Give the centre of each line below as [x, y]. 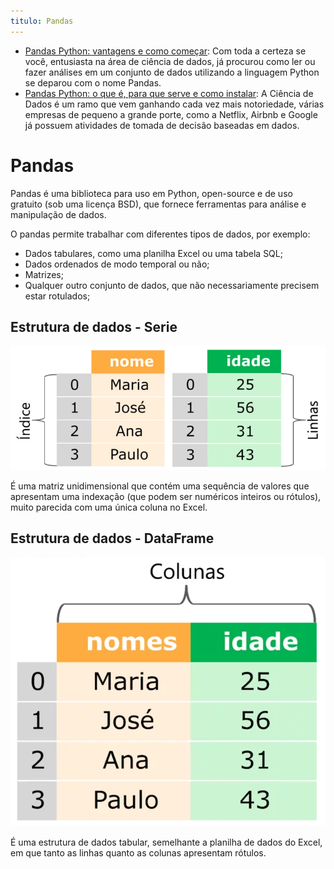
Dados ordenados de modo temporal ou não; [117, 264]
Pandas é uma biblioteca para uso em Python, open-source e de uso [151, 193]
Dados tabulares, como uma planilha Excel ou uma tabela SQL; [153, 253]
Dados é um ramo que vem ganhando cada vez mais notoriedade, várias [174, 104]
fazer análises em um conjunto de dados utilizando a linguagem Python [172, 72]
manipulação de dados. [58, 214]
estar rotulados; [57, 296]
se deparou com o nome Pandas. [93, 82]
